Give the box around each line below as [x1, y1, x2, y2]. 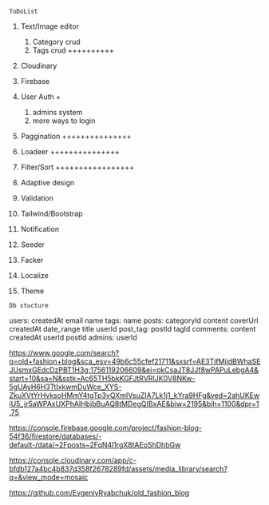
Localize [20, 271, 49, 280]
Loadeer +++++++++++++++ [20, 147, 121, 156]
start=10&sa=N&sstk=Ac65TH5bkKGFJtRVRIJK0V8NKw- [9, 374, 196, 383]
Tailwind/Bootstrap [20, 209, 83, 218]
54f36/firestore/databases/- [9, 431, 102, 441]
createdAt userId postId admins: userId [9, 332, 138, 342]
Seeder [20, 240, 45, 249]
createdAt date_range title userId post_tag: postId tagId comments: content [9, 324, 256, 333]
